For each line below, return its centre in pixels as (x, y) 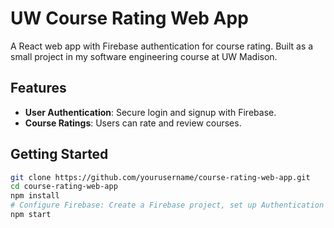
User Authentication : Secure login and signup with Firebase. (150, 112)
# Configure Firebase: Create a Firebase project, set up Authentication (167, 205)
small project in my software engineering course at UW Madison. (144, 56)
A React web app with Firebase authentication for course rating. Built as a (162, 46)
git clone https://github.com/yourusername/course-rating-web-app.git (160, 177)
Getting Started (59, 154)
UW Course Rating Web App (129, 18)
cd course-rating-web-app (64, 187)
